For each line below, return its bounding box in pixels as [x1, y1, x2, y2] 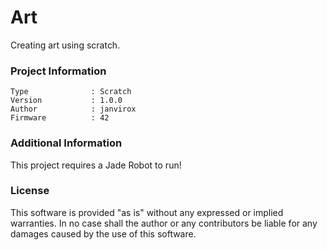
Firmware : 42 [10, 113, 110, 123]
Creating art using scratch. [10, 39, 121, 51]
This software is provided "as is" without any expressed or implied [10, 206, 284, 218]
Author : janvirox [10, 104, 137, 115]
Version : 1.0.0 [10, 96, 123, 106]
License [10, 184, 50, 198]
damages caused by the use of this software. [10, 227, 197, 240]
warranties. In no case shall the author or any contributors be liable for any [10, 217, 318, 229]
